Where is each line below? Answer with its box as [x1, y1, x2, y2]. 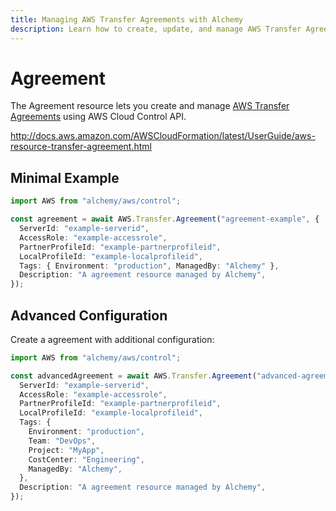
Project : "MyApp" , [28, 445, 105, 455]
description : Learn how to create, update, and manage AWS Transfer [10, 24, 302, 34]
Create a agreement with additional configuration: [10, 333, 215, 345]
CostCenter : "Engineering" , [28, 454, 145, 465]
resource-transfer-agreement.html [10, 141, 152, 153]
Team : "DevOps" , [28, 436, 97, 446]
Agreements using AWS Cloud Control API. [10, 111, 187, 123]
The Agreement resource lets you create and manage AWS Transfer [10, 100, 290, 112]
